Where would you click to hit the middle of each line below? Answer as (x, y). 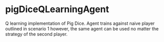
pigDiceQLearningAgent (57, 9)
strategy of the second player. (37, 34)
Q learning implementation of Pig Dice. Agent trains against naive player (80, 23)
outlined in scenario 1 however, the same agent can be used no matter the (82, 28)
